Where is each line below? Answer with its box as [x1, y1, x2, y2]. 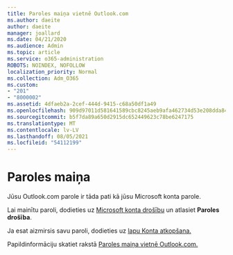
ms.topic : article [7, 49, 60, 56]
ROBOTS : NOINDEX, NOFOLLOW [7, 62, 85, 69]
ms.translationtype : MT [7, 120, 76, 127]
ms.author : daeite [7, 17, 60, 24]
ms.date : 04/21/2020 [7, 36, 67, 43]
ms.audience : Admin [7, 42, 64, 49]
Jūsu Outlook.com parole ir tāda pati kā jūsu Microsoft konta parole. [7, 192, 201, 201]
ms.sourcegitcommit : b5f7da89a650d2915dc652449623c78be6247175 [7, 113, 194, 120]
